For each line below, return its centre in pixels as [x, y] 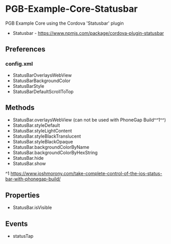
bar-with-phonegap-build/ [33, 179]
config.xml [19, 64]
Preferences [25, 49]
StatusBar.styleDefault [36, 125]
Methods [20, 108]
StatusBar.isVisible [32, 208]
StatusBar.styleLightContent [42, 131]
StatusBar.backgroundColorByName [51, 147]
